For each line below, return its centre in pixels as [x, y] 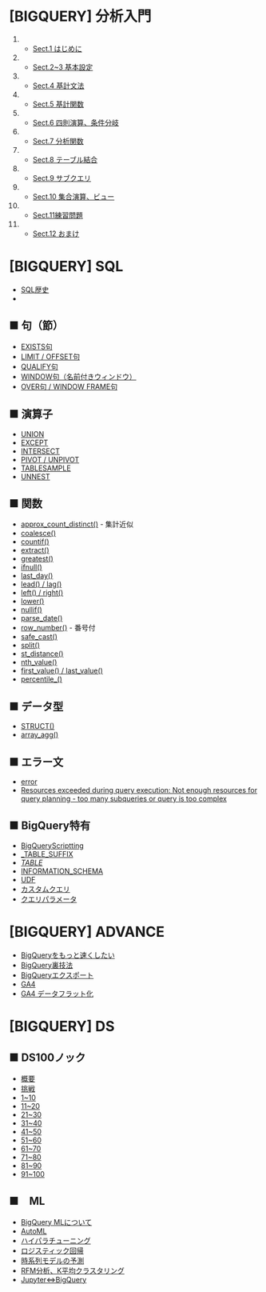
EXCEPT [34, 442]
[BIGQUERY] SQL [66, 267]
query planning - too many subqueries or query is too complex [123, 798]
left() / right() [42, 593]
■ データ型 [36, 706]
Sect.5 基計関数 [58, 104]
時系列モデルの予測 [52, 1260]
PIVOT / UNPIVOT [50, 459]
